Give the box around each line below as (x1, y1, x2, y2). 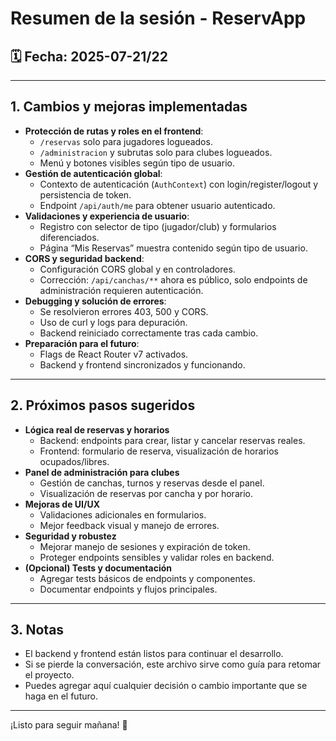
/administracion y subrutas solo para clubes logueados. (39, 146, 273, 158)
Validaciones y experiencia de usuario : (24, 210, 190, 222)
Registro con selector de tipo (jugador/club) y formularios (39, 220, 277, 232)
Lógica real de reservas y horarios (24, 423, 170, 436)
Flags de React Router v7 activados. (39, 348, 189, 360)
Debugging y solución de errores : (24, 295, 167, 307)
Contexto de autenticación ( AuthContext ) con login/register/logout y (39, 178, 319, 190)
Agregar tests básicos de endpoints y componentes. (39, 572, 256, 584)
